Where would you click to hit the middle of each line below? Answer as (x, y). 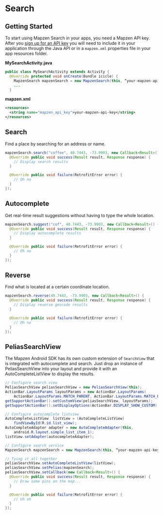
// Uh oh (23, 499)
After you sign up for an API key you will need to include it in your (70, 43)
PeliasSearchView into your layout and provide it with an (61, 369)
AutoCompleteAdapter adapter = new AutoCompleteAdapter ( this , (69, 428)
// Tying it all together (31, 459)
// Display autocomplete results (48, 233)
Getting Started (29, 26)
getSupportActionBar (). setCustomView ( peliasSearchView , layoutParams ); (79, 401)
